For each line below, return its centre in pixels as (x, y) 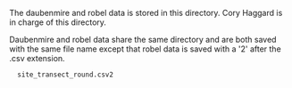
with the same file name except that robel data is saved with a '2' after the (145, 49)
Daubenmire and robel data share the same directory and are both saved (143, 40)
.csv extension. (37, 58)
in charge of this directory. (58, 22)
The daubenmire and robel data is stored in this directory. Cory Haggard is (146, 13)
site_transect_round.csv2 (66, 75)
